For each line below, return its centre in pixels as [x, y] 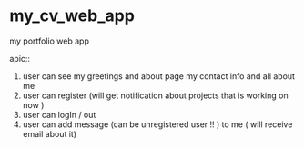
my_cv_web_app [72, 16]
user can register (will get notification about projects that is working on [155, 95]
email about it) [50, 133]
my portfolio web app [49, 41]
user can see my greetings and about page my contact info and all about [159, 76]
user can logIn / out [59, 114]
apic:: [20, 58]
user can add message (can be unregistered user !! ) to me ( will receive [157, 124]
